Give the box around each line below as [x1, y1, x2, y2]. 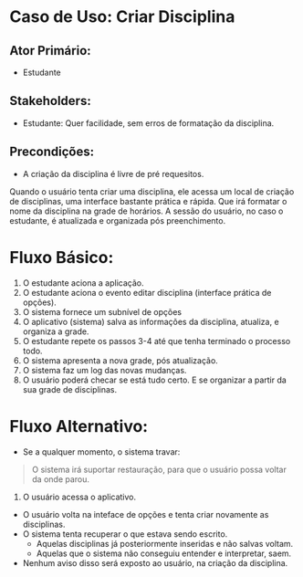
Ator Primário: [9, 43, 91, 58]
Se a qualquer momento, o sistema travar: [22, 446, 181, 457]
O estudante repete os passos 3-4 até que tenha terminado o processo [22, 335, 291, 346]
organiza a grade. [22, 326, 89, 337]
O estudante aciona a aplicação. [22, 277, 144, 288]
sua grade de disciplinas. [22, 383, 117, 394]
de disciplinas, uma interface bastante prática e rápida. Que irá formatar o [9, 195, 287, 206]
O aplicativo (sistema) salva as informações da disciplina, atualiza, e [22, 316, 280, 327]
